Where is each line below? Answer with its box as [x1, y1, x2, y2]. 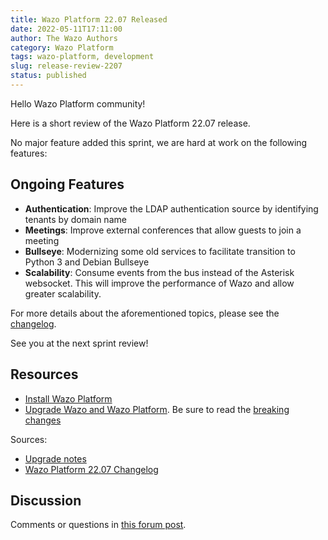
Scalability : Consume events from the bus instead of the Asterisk [24, 266, 295, 278]
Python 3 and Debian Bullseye [24, 256, 150, 268]
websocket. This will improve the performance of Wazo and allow [24, 277, 295, 289]
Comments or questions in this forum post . [10, 519, 187, 531]
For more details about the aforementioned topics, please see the [10, 307, 280, 319]
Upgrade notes [24, 452, 87, 465]
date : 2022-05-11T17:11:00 [10, 24, 123, 34]
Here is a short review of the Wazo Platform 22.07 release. [10, 117, 251, 129]
